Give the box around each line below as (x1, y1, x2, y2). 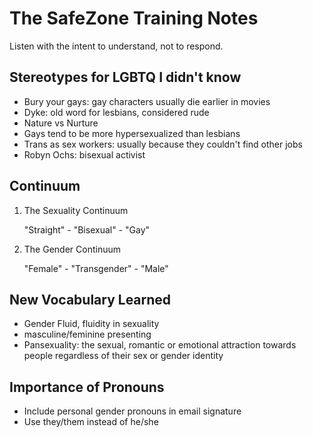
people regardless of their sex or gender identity (23, 350, 224, 362)
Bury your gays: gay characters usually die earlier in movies (23, 95, 271, 107)
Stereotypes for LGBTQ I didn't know (9, 69, 242, 86)
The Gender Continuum (23, 243, 121, 255)
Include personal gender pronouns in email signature (23, 405, 242, 417)
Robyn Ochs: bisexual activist (23, 148, 146, 161)
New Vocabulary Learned (9, 291, 172, 308)
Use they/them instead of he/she (23, 416, 159, 428)
